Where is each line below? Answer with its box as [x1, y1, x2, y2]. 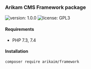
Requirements [5, 26, 35, 32]
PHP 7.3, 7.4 [12, 37, 36, 43]
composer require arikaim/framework [5, 59, 79, 64]
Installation [5, 48, 28, 54]
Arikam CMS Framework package [5, 4, 86, 11]
